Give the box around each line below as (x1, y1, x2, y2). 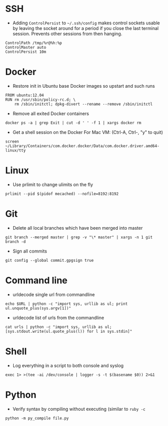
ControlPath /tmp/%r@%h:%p (5, 40, 62, 46)
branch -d (5, 239, 26, 244)
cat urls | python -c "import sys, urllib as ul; (5, 324, 112, 330)
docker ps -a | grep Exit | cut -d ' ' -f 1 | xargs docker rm (5, 120, 142, 125)
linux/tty (5, 148, 26, 153)
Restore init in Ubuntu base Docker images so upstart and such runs (12, 83, 155, 89)
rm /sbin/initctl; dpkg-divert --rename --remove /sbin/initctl (14, 101, 153, 106)
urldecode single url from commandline (12, 291, 95, 297)
